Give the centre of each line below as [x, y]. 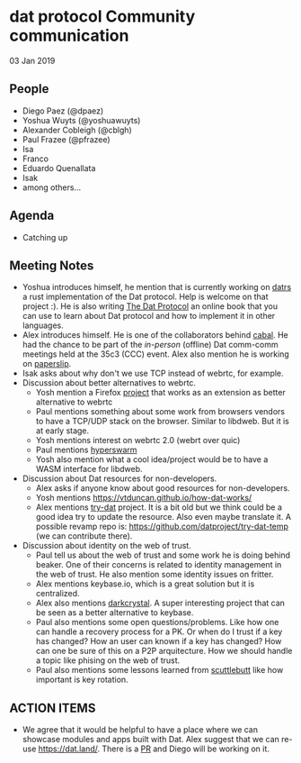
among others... [52, 187]
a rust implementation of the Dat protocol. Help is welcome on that [145, 297]
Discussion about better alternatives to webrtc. [109, 383]
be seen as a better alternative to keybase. [115, 613]
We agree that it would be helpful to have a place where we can [140, 730]
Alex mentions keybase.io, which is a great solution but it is [145, 584]
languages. [43, 325]
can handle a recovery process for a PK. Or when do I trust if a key [159, 631]
